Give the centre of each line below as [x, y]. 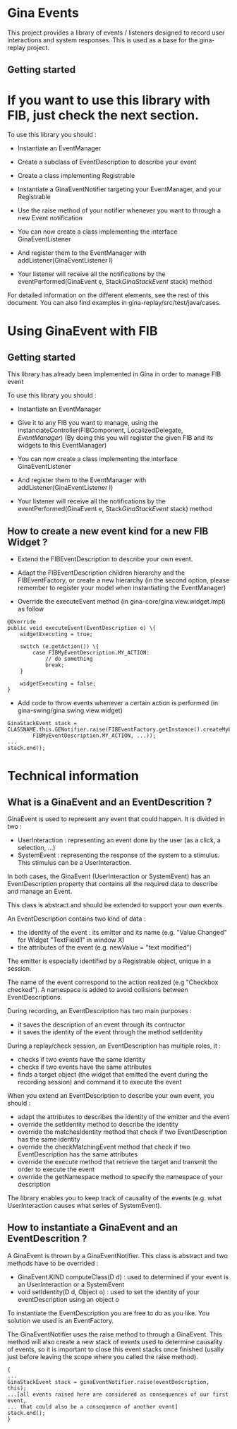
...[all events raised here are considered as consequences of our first [118, 1394]
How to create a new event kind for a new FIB [108, 531]
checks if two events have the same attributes [84, 1067]
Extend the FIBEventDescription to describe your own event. [105, 559]
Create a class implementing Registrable [76, 176]
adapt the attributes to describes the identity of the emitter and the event [123, 1117]
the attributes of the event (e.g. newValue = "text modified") [105, 947]
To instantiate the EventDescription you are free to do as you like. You [109, 1313]
